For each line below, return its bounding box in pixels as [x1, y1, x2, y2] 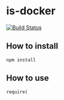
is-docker [6, 4, 56, 18]
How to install [6, 41, 59, 51]
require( [6, 89, 28, 95]
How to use [6, 73, 49, 83]
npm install [6, 57, 36, 63]
